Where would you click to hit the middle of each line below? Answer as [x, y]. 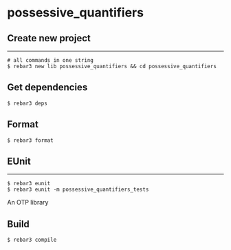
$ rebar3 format [30, 140]
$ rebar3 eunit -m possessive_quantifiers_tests [78, 190]
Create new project [49, 38]
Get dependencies [47, 87]
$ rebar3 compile [32, 240]
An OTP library [28, 202]
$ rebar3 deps [27, 103]
